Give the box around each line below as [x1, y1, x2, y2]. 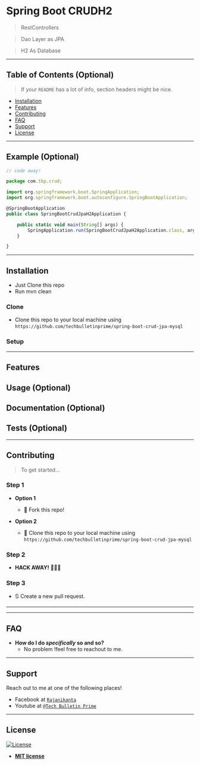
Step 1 [6, 481, 24, 490]
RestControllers [20, 24, 60, 31]
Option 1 [14, 494, 36, 501]
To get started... [20, 466, 61, 473]
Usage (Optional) [6, 383, 71, 393]
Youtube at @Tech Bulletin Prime [14, 702, 96, 710]
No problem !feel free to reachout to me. [23, 646, 123, 653]
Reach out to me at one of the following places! [6, 685, 122, 692]
